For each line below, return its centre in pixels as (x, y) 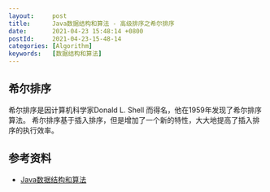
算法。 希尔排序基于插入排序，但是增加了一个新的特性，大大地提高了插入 (131, 120)
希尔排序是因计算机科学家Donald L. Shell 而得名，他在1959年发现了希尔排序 (135, 110)
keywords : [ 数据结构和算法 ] (55, 54)
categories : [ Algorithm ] (50, 46)
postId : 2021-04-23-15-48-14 (65, 39)
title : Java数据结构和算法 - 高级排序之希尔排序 (91, 24)
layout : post (38, 16)
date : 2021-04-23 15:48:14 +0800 (76, 31)
